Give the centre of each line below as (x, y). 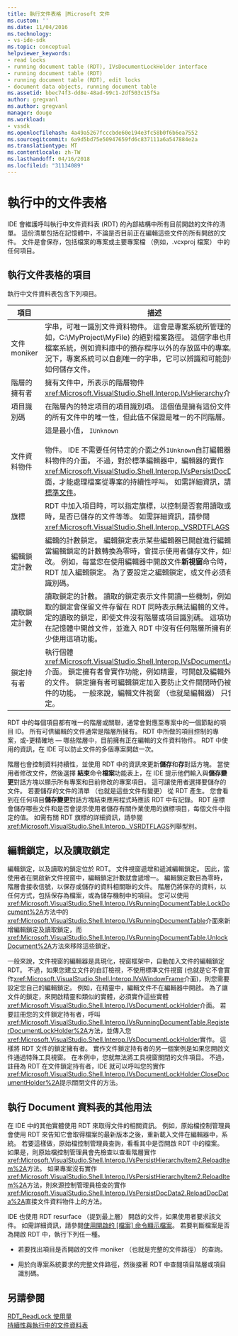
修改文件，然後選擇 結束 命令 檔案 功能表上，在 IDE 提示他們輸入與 (114, 773)
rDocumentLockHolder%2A (48, 1031)
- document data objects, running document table (82, 87)
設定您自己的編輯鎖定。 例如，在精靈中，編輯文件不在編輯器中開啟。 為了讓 (118, 988)
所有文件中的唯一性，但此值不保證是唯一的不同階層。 (141, 417)
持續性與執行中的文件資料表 (48, 1325)
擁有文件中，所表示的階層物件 (95, 382)
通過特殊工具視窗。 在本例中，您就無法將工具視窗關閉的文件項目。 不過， (120, 1057)
